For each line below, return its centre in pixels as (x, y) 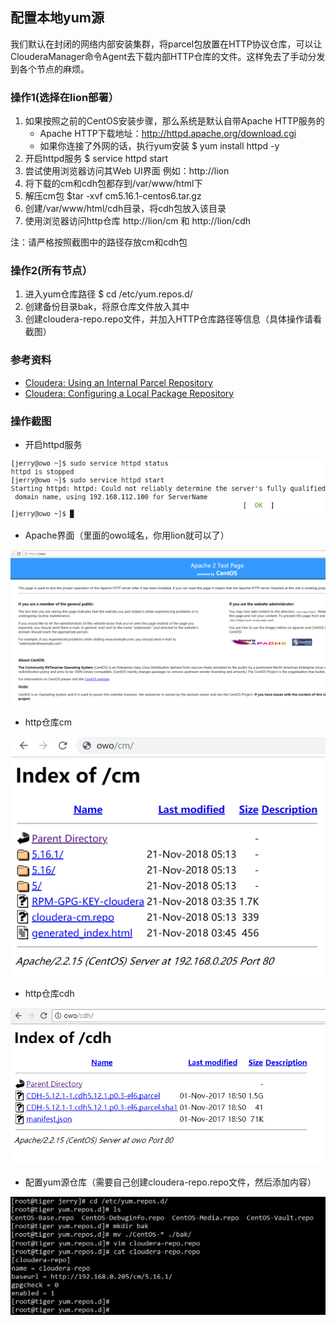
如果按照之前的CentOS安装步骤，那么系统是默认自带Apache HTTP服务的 (174, 121)
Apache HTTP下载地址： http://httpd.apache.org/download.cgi (168, 134)
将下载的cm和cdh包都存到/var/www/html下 (113, 184)
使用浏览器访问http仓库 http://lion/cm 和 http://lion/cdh (137, 221)
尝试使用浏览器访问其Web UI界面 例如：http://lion (127, 171)
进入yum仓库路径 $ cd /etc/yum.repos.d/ (108, 294)
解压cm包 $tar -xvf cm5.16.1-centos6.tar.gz (113, 196)
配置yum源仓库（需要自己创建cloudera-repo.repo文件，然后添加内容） (170, 1182)
